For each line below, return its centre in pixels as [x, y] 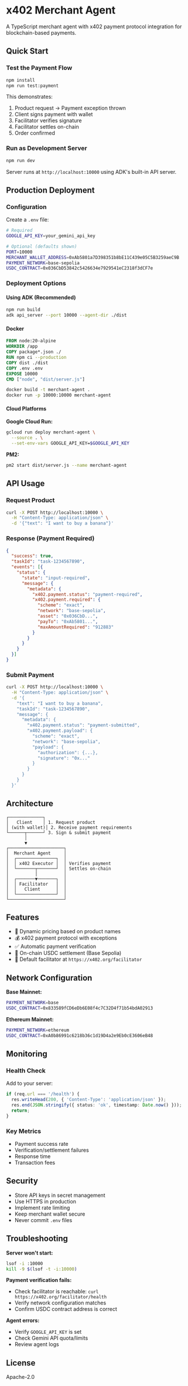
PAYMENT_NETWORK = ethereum [37, 1030]
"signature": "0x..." [64, 758]
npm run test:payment [33, 86]
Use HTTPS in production [45, 1201]
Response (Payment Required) [50, 539]
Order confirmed [35, 133]
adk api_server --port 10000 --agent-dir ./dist [66, 315]
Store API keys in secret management [60, 1195]
